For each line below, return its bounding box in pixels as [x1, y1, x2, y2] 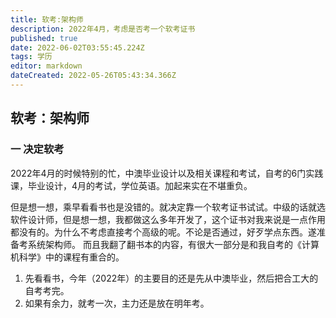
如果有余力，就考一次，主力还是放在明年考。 [24, 297, 210, 309]
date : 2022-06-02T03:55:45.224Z [10, 42, 145, 53]
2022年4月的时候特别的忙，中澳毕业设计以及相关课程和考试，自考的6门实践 [10, 167, 324, 179]
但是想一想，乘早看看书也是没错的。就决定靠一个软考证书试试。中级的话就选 [10, 201, 326, 213]
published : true [10, 33, 78, 43]
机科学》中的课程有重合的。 [10, 251, 125, 263]
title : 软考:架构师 [10, 14, 84, 25]
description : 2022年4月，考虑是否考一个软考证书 [10, 24, 196, 34]
